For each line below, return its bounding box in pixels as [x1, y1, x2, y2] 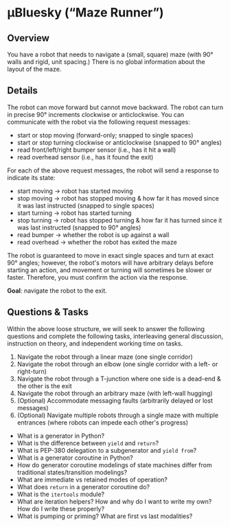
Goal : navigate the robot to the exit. [7, 287, 108, 295]
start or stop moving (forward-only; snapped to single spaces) [16, 131, 194, 139]
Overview [7, 32, 50, 44]
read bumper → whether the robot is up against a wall [16, 230, 170, 238]
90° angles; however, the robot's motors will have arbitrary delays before [7, 258, 214, 267]
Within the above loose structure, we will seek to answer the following [7, 324, 205, 333]
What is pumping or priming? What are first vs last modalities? [16, 512, 193, 520]
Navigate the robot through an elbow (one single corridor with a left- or [16, 359, 218, 368]
